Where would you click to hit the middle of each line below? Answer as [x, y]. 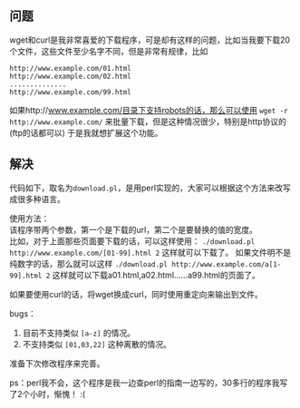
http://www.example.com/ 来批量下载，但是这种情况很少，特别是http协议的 [148, 121]
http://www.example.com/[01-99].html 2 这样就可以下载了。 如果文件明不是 [150, 252]
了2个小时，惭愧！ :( [48, 393]
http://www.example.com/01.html [70, 68]
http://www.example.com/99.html [70, 92]
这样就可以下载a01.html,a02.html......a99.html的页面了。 [156, 275]
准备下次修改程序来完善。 [57, 363]
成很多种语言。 [37, 199]
